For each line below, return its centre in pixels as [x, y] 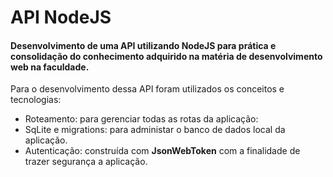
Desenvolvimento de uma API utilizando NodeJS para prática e [143, 45]
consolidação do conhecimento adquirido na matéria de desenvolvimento [166, 56]
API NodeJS [61, 17]
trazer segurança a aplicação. [86, 162]
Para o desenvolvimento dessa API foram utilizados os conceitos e [147, 89]
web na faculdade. [50, 67]
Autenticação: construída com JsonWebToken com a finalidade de [162, 151]
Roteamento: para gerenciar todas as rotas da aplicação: [141, 119]
